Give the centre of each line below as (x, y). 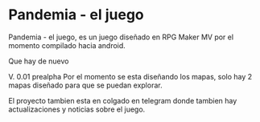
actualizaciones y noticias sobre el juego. (77, 109)
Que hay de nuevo (39, 61)
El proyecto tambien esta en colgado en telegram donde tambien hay (123, 100)
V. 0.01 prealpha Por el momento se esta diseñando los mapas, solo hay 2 (130, 76)
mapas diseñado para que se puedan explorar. (85, 85)
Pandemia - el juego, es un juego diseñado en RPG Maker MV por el (121, 37)
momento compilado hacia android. (67, 45)
